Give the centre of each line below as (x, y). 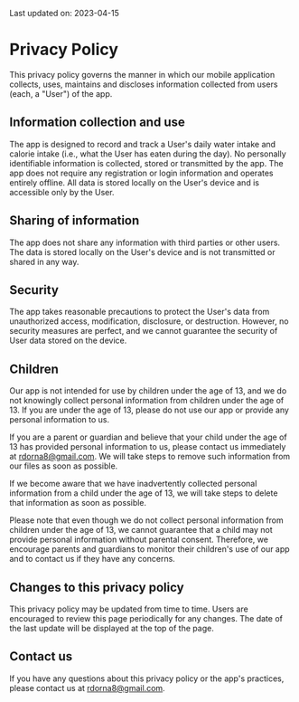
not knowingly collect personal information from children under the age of (147, 401)
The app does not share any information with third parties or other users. (145, 242)
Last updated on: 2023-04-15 (65, 13)
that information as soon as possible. (78, 503)
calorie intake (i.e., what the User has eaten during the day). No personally (148, 154)
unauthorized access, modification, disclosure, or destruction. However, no (149, 321)
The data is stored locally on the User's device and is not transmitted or (142, 251)
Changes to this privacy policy (97, 587)
